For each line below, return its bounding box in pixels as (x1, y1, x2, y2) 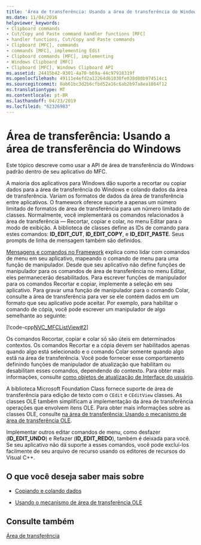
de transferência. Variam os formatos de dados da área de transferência (6, 192, 184, 199)
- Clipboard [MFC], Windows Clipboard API (6, 64, 114, 71)
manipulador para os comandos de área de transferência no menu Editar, (6, 268, 187, 275)
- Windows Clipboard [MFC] (6, 59, 74, 65)
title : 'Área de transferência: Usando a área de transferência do (6, 8, 178, 15)
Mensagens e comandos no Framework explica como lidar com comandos (6, 249, 190, 256)
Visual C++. (6, 454, 35, 461)
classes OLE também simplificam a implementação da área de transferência (6, 398, 193, 405)
